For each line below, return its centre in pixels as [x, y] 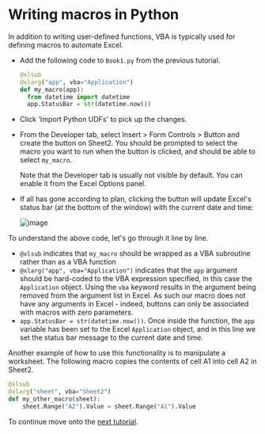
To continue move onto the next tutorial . [73, 421]
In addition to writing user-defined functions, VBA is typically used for [122, 36]
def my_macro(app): [52, 89]
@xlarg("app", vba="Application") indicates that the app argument [129, 270]
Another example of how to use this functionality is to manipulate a [117, 353]
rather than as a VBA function [68, 262]
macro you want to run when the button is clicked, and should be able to [137, 151]
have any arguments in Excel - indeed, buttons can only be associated [134, 304]
